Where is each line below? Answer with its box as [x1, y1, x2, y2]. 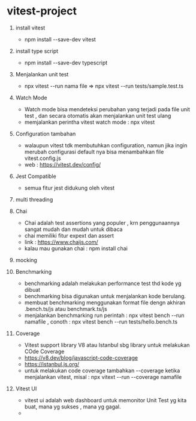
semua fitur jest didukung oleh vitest [24, 184, 115, 191]
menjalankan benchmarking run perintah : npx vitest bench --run [24, 312, 185, 319]
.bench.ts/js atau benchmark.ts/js [24, 305, 107, 312]
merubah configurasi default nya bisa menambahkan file [24, 148, 164, 155]
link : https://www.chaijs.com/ [24, 238, 98, 245]
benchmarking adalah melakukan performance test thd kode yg [24, 280, 182, 287]
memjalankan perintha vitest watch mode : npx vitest [24, 118, 155, 126]
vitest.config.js [24, 155, 62, 162]
